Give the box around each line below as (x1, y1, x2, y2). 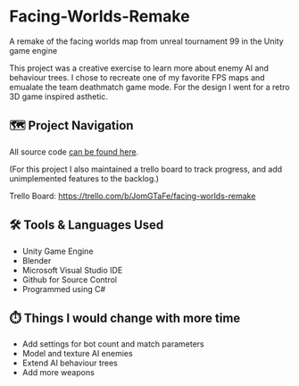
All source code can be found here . (9, 146, 139, 157)
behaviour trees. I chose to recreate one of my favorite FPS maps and (9, 71, 265, 82)
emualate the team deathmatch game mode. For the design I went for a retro (9, 81, 290, 92)
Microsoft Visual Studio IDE (21, 264, 123, 275)
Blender (21, 255, 52, 265)
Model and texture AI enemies (21, 348, 133, 359)
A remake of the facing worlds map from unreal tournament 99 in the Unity (9, 36, 284, 46)
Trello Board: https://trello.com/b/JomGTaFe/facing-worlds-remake (9, 190, 256, 201)
